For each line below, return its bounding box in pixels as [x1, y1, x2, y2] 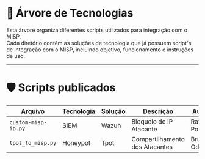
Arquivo [21, 107, 45, 116]
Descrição [143, 107, 174, 116]
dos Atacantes [131, 142, 173, 151]
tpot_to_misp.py [9, 139, 57, 146]
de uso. [6, 52, 26, 59]
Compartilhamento [131, 135, 185, 143]
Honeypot [62, 138, 91, 147]
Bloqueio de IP [131, 117, 173, 125]
